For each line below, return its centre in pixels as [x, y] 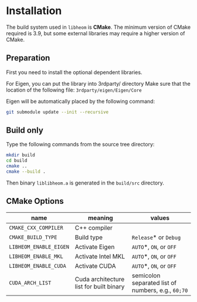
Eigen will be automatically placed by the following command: [81, 101]
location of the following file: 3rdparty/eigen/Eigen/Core [74, 90]
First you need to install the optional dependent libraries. [74, 72]
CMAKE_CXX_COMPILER [36, 228]
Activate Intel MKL [100, 256]
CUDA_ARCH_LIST [30, 283]
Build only [25, 130]
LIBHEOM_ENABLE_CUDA [38, 266]
